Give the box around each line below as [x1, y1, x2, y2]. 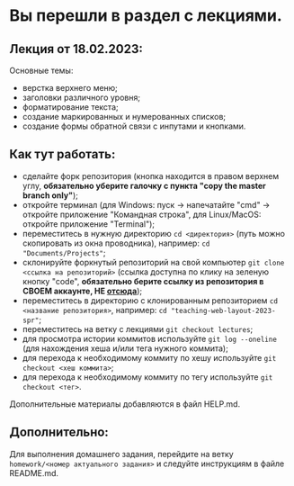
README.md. [9, 467, 59, 478]
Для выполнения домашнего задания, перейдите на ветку [9, 448, 234, 459]
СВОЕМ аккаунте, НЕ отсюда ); [22, 285, 143, 296]
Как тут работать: [9, 147, 116, 162]
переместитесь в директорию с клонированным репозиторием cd [22, 294, 279, 306]
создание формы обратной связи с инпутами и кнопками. [22, 121, 246, 131]
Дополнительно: [9, 425, 110, 440]
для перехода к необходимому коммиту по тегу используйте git [22, 371, 273, 382]
